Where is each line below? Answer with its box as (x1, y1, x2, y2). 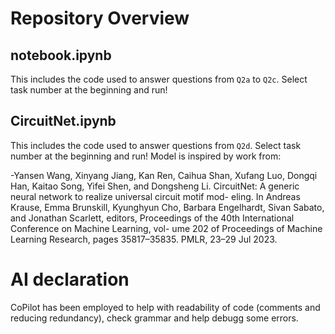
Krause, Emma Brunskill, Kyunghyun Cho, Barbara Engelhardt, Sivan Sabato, (10, 201, 325, 213)
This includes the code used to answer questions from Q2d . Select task (10, 139, 302, 151)
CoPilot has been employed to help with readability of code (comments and (10, 301, 321, 313)
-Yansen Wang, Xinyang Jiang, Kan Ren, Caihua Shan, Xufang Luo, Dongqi (10, 169, 318, 181)
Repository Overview (10, 7, 190, 30)
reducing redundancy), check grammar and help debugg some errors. (10, 312, 299, 324)
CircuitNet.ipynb (10, 113, 117, 130)
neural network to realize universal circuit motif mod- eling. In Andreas (10, 190, 301, 202)
